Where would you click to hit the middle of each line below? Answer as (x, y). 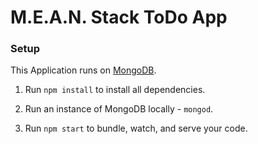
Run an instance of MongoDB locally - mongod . (119, 109)
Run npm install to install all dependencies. (115, 90)
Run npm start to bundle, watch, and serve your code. (136, 128)
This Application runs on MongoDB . (83, 70)
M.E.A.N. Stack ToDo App (119, 17)
